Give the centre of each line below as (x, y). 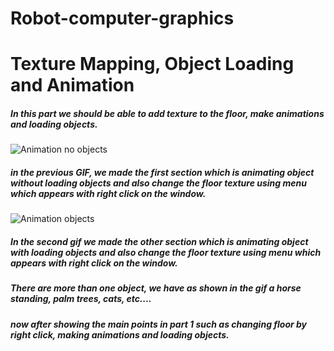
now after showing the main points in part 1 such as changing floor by (159, 324)
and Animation (72, 85)
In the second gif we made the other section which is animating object (159, 241)
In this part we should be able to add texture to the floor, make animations (167, 113)
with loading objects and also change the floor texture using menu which (166, 252)
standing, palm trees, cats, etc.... (81, 299)
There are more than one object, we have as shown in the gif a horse (156, 288)
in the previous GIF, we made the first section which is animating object (162, 172)
